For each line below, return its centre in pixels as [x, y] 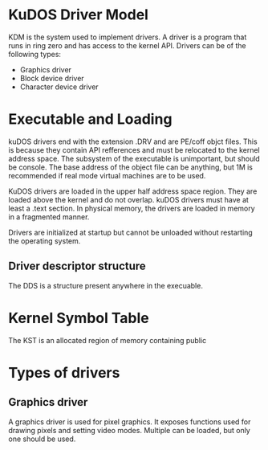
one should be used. [42, 439]
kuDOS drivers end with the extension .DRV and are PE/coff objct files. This [133, 141]
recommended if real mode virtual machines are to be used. [107, 175]
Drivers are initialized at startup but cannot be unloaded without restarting [130, 232]
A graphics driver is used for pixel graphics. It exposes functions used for [130, 421]
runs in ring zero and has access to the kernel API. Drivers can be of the [127, 45]
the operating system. [45, 241]
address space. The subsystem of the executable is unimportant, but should [134, 158]
